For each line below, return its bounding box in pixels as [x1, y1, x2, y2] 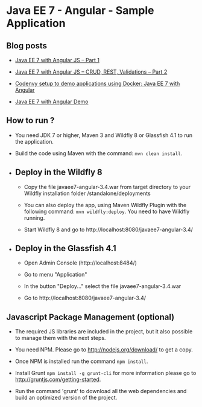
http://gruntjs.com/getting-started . [14, 376, 101, 383]
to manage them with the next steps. [14, 335, 106, 342]
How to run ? [6, 115, 55, 126]
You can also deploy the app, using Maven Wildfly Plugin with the [24, 201, 187, 208]
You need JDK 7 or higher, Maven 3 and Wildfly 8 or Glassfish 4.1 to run [14, 131, 193, 139]
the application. [14, 138, 54, 145]
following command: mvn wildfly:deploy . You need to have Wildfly [24, 208, 190, 215]
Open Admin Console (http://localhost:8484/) [24, 259, 137, 266]
